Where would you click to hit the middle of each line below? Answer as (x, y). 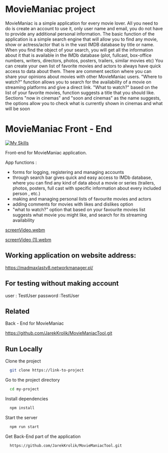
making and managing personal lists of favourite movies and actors (82, 199)
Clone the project (23, 361)
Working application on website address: (71, 256)
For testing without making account (62, 283)
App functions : (21, 162)
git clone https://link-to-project (47, 371)
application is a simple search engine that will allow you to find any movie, (81, 39)
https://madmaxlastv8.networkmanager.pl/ (49, 267)
